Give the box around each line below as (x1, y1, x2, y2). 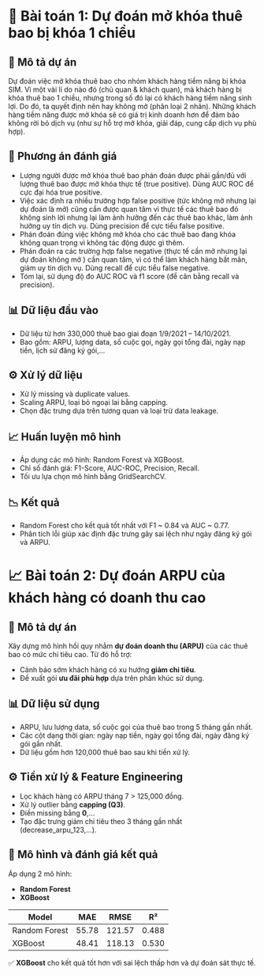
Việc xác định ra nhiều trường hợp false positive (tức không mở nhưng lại (19, 195, 256, 205)
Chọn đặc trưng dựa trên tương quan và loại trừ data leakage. (19, 406, 219, 416)
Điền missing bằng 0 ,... (19, 808, 95, 818)
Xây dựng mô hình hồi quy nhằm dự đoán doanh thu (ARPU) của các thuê (8, 641, 248, 651)
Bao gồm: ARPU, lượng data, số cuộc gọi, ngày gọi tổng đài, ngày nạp (19, 337, 246, 346)
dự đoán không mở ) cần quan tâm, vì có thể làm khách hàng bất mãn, (19, 255, 248, 264)
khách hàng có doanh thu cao (8, 589, 206, 607)
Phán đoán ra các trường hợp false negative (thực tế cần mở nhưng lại (19, 246, 247, 255)
